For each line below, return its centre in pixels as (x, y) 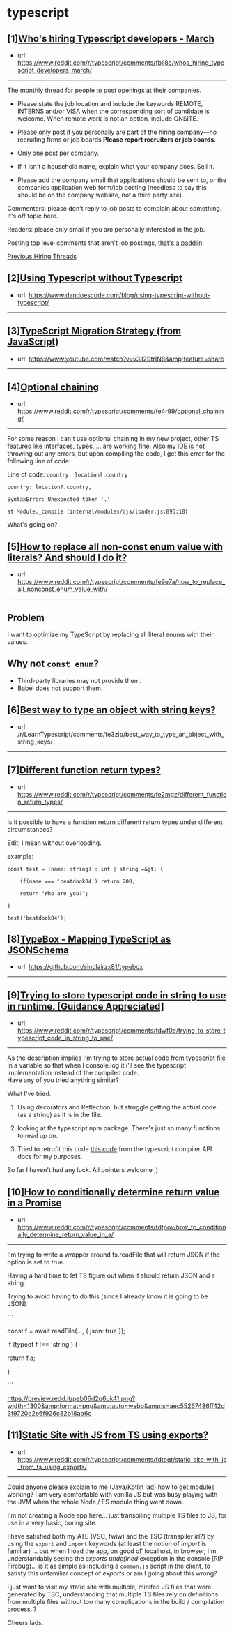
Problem (26, 618)
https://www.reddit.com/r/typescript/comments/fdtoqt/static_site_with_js (122, 1459)
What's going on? (32, 525)
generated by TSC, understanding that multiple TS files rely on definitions (113, 1594)
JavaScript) (33, 342)
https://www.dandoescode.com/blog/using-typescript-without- (119, 295)
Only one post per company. (58, 153)
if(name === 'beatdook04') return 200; (78, 881)
